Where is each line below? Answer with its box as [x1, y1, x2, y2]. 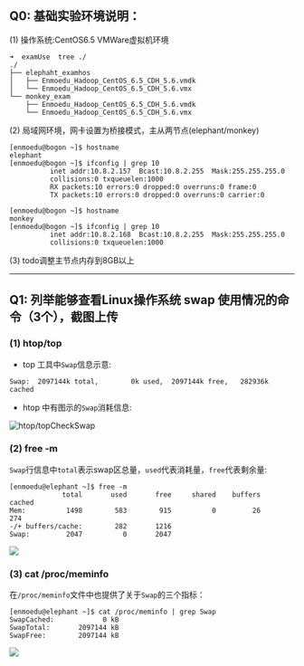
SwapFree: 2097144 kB [9, 632, 119, 641]
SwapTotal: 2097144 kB [9, 623, 119, 633]
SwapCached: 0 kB [9, 615, 119, 624]
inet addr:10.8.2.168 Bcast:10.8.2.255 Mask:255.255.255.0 [49, 230, 285, 239]
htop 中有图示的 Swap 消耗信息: [22, 402, 133, 413]
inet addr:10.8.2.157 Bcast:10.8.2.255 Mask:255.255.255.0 [49, 166, 285, 176]
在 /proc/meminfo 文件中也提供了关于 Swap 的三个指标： [9, 589, 205, 600]
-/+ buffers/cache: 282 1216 [9, 521, 172, 531]
